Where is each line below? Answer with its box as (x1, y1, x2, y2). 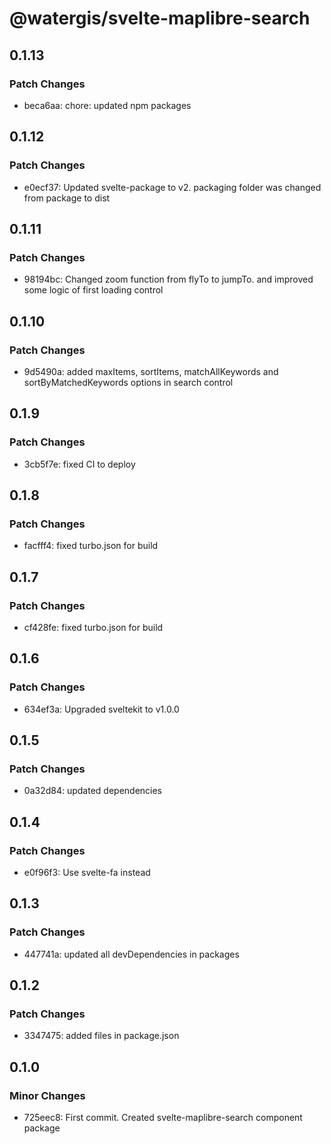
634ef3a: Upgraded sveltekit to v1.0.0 (23, 703, 180, 715)
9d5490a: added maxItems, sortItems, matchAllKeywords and (23, 365, 279, 377)
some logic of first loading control (23, 284, 164, 296)
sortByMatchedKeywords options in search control (23, 376, 234, 388)
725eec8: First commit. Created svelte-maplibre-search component (23, 1112, 303, 1124)
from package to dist (23, 192, 111, 204)
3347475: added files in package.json (23, 1030, 180, 1042)
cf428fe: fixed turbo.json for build (23, 622, 164, 633)
